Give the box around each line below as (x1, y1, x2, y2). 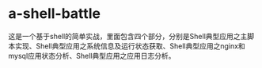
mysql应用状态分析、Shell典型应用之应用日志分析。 (8, 51, 176, 60)
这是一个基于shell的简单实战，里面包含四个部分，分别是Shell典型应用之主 (8, 31, 248, 41)
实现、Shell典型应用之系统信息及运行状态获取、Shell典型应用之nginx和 (14, 41, 245, 51)
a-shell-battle (8, 5, 101, 23)
